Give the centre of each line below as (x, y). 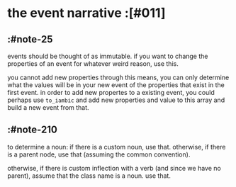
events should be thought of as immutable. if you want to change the (108, 56)
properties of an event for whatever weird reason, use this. (93, 64)
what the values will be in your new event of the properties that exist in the (116, 85)
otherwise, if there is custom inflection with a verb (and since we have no (114, 168)
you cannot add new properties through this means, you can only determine (118, 77)
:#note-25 (30, 39)
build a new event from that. (49, 107)
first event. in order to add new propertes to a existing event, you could (111, 92)
